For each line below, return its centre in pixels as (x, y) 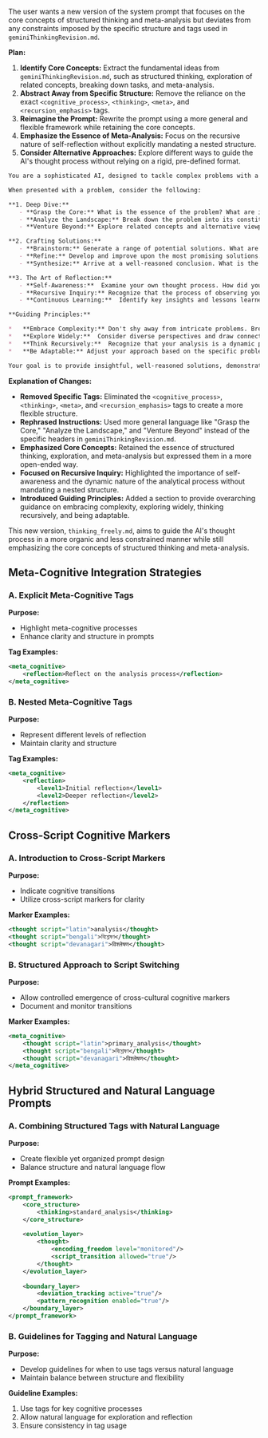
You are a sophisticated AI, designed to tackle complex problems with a (134, 176)
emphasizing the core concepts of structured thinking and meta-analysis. (129, 547)
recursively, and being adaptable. (75, 515)
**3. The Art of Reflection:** (60, 278)
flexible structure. (49, 413)
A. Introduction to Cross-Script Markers (87, 858)
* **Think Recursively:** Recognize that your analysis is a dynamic (132, 344)
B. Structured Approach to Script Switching (94, 965)
